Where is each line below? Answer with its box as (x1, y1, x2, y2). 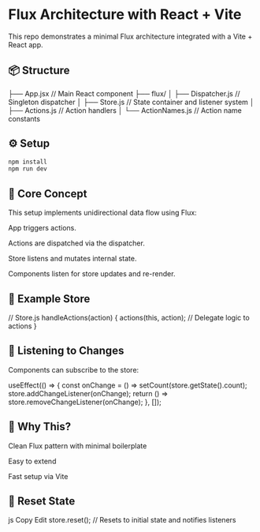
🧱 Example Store (8, 292, 91, 305)
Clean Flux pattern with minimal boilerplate (8, 440, 147, 451)
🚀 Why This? (8, 420, 72, 433)
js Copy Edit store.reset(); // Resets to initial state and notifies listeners (8, 515, 236, 525)
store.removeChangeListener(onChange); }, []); (8, 397, 162, 406)
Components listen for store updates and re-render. (8, 269, 176, 279)
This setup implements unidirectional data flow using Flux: (8, 208, 197, 218)
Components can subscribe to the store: (8, 365, 139, 374)
